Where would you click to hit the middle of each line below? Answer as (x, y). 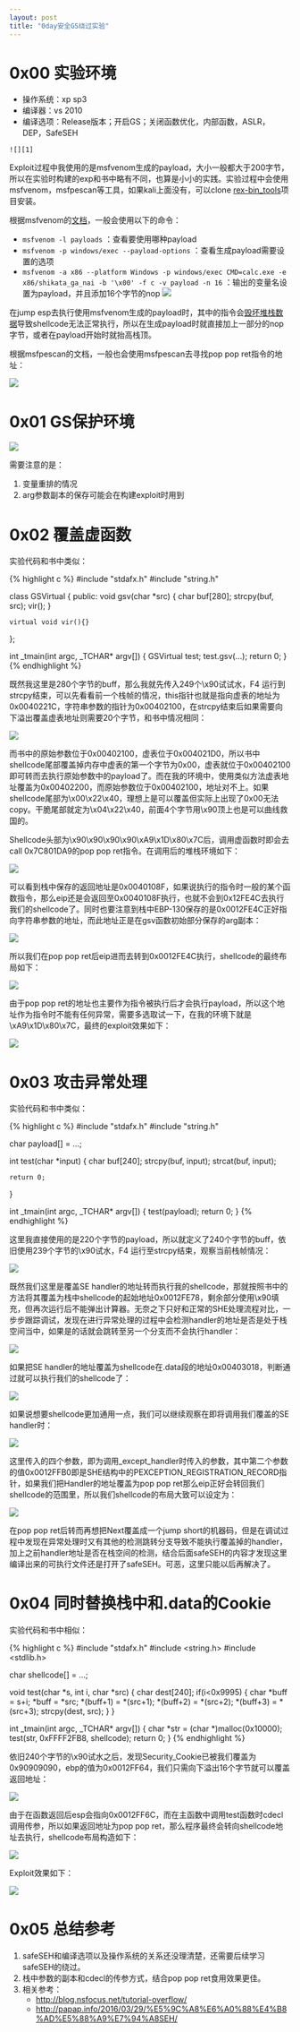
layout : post (33, 17)
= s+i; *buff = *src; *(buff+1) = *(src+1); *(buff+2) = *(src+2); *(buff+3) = (143, 1702)
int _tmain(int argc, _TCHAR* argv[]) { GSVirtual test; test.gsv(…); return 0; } (148, 656)
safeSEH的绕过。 (54, 1968)
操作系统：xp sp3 (54, 99)
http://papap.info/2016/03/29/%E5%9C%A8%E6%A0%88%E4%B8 (161, 2009)
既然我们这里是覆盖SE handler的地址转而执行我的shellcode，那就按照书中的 (149, 1287)
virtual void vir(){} (50, 622)
